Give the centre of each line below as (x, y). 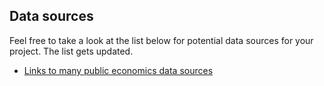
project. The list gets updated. (71, 51)
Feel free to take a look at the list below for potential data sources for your (161, 40)
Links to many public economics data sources (118, 70)
